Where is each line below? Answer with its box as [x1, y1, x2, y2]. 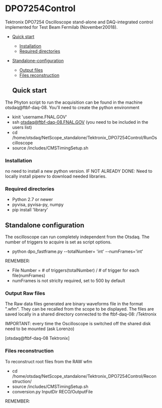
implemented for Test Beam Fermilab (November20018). [5, 24, 118, 30]
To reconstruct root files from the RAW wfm [5, 358, 92, 364]
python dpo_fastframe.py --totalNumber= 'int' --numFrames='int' [12, 249, 144, 255]
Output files [19, 67, 43, 73]
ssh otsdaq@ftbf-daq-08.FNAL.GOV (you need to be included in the [12, 119, 148, 125]
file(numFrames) [12, 273, 45, 278]
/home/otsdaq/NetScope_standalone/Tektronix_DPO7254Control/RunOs [12, 134, 157, 140]
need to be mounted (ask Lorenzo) [5, 326, 74, 332]
